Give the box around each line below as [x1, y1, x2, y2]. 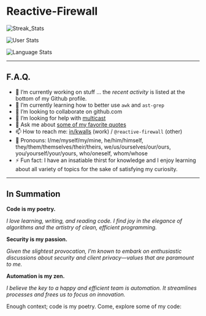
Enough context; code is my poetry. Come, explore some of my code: [6, 303, 182, 310]
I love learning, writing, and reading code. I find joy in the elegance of [6, 217, 183, 225]
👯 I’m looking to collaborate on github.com [15, 107, 123, 115]
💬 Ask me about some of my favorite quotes [15, 121, 127, 128]
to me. [6, 260, 23, 268]
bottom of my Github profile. [15, 94, 87, 102]
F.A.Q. [6, 72, 31, 82]
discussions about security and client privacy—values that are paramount [6, 253, 194, 261]
